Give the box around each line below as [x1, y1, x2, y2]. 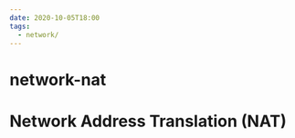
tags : [9, 22, 30, 31]
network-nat [9, 69, 107, 90]
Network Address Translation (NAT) [9, 111, 288, 132]
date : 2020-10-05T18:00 [9, 13, 100, 23]
